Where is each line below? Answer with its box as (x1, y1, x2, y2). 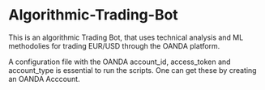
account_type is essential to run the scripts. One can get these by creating (8, 65, 257, 75)
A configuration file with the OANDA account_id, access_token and (8, 57, 231, 66)
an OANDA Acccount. (8, 74, 80, 84)
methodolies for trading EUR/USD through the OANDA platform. (8, 41, 220, 50)
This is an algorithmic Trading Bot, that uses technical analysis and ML (8, 32, 244, 42)
